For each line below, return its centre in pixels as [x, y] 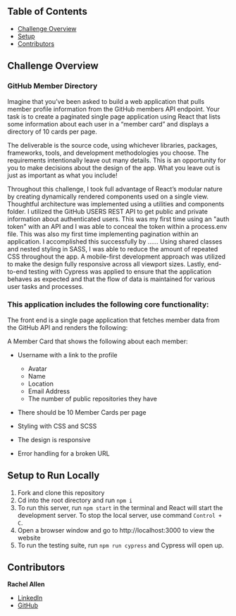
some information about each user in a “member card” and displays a [108, 124]
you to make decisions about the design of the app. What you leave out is [114, 167]
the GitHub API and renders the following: [68, 327]
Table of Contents [48, 12]
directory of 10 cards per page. [52, 131]
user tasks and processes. [46, 286]
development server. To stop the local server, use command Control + [119, 515]
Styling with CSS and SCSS [57, 426]
